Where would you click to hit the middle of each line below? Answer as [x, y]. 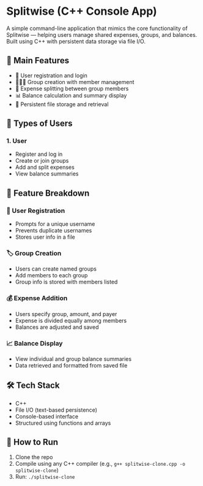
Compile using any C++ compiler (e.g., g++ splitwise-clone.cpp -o [100, 463]
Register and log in [39, 154]
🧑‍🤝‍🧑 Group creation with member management [75, 82]
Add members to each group [51, 276]
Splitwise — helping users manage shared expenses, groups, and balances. [102, 34]
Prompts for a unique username [55, 224]
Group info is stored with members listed [66, 282]
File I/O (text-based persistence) [56, 410]
